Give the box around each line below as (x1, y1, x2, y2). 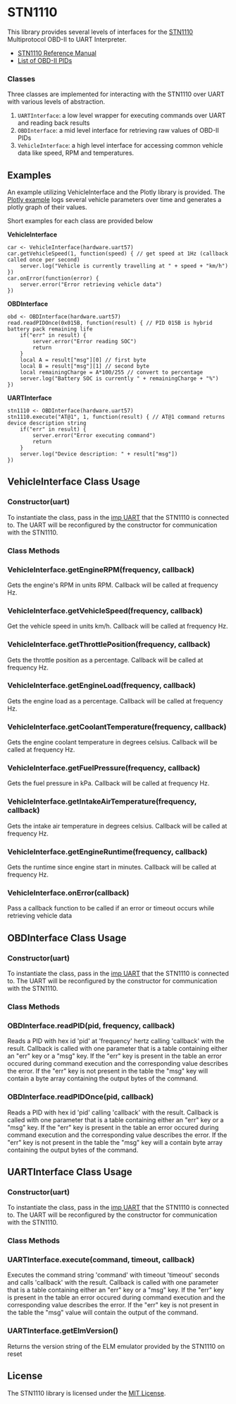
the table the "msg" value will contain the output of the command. (7, 1308, 199, 1317)
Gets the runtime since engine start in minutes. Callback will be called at (7, 863, 217, 871)
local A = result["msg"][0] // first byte (20, 357, 147, 364)
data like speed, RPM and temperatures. (17, 149, 135, 157)
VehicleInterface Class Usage (7, 476, 141, 488)
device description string (7, 420, 87, 427)
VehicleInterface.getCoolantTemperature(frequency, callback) (7, 722, 227, 732)
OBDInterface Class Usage (7, 932, 127, 944)
